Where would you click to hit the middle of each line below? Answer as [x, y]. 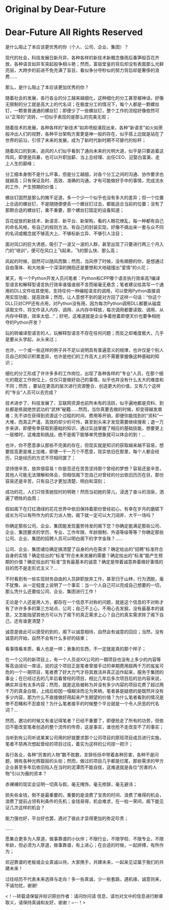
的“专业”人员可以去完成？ [31, 392]
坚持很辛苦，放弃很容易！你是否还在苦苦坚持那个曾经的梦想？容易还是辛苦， [84, 469]
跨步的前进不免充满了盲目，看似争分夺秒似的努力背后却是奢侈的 [89, 70]
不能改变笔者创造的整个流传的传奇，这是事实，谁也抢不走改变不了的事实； [87, 727]
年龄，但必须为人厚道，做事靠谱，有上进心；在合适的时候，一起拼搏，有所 [82, 845]
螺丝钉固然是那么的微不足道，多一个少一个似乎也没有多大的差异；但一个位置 [84, 198]
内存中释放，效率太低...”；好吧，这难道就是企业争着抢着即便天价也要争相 [81, 316]
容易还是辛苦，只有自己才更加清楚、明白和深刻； [56, 481]
